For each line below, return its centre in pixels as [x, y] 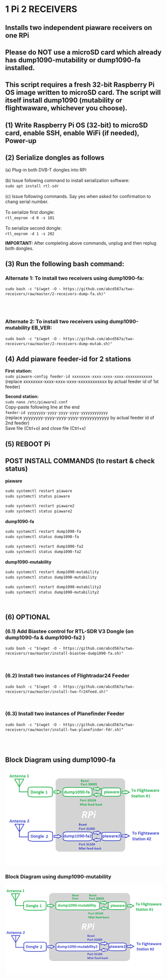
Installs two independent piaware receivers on [79, 28]
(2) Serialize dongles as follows [55, 158]
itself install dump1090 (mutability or [64, 100]
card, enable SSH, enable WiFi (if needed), [72, 133]
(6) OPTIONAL [28, 617]
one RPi [17, 35]
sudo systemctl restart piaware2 [40, 506]
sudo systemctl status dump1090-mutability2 [52, 592]
